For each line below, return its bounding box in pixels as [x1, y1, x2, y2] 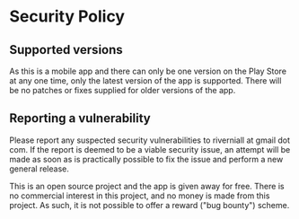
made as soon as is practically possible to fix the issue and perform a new [9, 153, 284, 164]
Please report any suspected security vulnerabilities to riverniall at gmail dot [9, 135, 290, 145]
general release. [9, 163, 69, 174]
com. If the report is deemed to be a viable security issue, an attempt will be [9, 144, 291, 154]
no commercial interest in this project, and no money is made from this [9, 190, 270, 201]
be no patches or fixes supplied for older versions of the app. [9, 85, 236, 95]
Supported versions [9, 42, 123, 57]
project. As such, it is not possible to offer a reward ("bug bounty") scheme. [9, 199, 290, 210]
